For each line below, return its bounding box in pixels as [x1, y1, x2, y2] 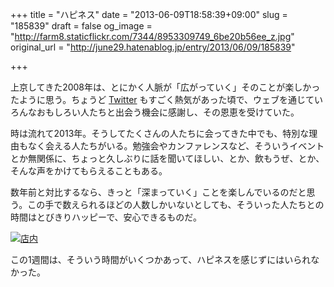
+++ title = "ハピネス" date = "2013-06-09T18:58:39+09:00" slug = [10, 9, 288, 20]
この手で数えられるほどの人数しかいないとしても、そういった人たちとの [27, 199, 325, 210]
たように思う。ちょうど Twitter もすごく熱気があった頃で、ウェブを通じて [10, 94, 315, 105]
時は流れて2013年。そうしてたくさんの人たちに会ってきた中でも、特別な [10, 128, 310, 139]
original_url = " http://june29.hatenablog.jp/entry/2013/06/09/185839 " [10, 41, 296, 53]
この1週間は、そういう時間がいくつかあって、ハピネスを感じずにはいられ [10, 254, 312, 265]
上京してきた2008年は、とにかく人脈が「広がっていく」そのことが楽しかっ [10, 81, 321, 93]
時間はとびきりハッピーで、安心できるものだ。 [10, 211, 202, 223]
